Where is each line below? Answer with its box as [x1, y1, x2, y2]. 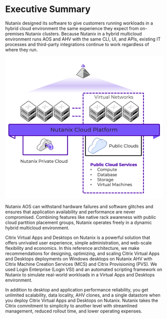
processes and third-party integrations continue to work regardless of [5, 41, 149, 47]
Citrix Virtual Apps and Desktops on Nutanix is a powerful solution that [5, 234, 150, 241]
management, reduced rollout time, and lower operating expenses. [5, 308, 142, 314]
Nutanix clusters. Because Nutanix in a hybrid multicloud [25, 31, 142, 37]
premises [5, 31, 24, 37]
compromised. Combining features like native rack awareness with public [5, 214, 156, 220]
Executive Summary [5, 4, 91, 15]
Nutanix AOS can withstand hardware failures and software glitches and [5, 204, 153, 210]
